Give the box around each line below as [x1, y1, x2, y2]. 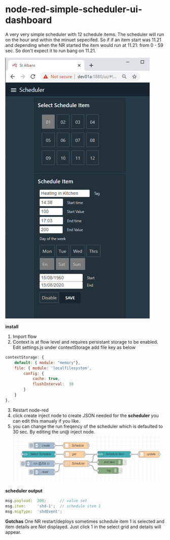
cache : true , [32, 376, 60, 381]
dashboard [5, 14, 52, 26]
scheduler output [5, 488, 43, 494]
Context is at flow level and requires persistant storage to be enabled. [12, 339, 158, 345]
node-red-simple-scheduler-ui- [5, 4, 143, 15]
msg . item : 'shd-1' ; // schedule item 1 [5, 504, 101, 509]
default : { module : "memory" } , [14, 360, 81, 365]
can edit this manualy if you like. [12, 418, 80, 424]
